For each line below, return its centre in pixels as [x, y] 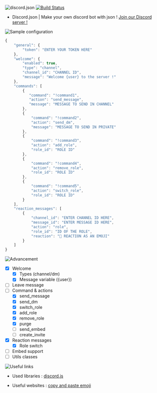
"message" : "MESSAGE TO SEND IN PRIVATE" [74, 127]
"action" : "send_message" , [56, 100]
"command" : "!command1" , [54, 95]
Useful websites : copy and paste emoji [52, 386]
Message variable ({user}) [45, 280]
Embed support [27, 351]
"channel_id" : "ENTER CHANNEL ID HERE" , [72, 218]
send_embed [32, 329]
